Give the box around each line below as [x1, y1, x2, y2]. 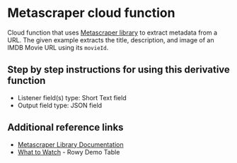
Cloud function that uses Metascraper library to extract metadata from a [7, 28, 218, 37]
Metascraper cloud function [7, 5, 175, 21]
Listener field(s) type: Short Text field [17, 93, 127, 102]
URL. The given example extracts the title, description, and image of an [7, 35, 214, 44]
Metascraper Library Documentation [17, 140, 124, 149]
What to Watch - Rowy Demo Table [17, 147, 120, 156]
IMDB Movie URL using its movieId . [7, 43, 109, 52]
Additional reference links [7, 121, 124, 133]
